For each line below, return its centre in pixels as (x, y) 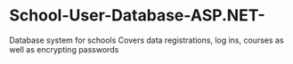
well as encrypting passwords (64, 49)
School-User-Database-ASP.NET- (137, 16)
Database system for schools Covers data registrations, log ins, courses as (146, 40)
